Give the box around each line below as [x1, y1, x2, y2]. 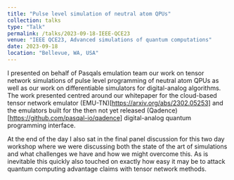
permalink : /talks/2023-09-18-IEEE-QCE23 [7, 30, 131, 37]
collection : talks [7, 17, 61, 24]
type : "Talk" [7, 23, 46, 30]
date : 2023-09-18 [7, 43, 58, 50]
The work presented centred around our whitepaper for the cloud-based [7, 91, 218, 99]
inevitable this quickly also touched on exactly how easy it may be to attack [7, 157, 226, 165]
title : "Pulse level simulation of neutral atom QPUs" [7, 10, 171, 18]
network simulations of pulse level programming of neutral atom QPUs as [7, 76, 219, 84]
